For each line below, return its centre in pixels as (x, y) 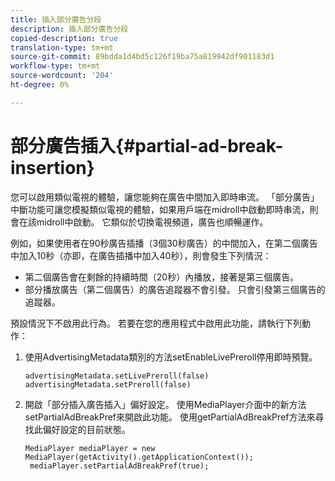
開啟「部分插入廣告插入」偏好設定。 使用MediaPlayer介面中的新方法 (165, 404)
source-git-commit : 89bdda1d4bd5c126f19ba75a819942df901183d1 (142, 57)
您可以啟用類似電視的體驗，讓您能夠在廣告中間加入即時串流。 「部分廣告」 (165, 197)
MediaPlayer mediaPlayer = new (90, 448)
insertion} (52, 167)
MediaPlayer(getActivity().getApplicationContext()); (139, 457)
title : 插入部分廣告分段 (56, 19)
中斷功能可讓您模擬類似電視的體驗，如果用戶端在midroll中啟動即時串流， (160, 209)
